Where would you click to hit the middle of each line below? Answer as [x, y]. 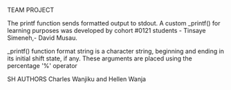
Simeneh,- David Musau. [42, 38]
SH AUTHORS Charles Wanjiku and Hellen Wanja [77, 79]
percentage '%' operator [42, 66]
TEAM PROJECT [31, 10]
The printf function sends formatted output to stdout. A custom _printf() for [114, 23]
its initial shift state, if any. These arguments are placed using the [100, 58]
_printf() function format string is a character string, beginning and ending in [116, 51]
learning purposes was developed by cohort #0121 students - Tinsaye [107, 31]
